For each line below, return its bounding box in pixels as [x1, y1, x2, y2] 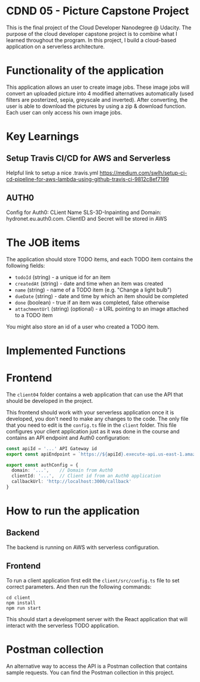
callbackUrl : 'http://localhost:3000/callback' [11, 479, 132, 485]
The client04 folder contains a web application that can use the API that [6, 390, 183, 398]
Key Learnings [6, 130, 79, 144]
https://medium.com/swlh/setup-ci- [99, 169, 187, 176]
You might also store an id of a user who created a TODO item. [6, 323, 160, 330]
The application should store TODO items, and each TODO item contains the [6, 255, 193, 263]
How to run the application [6, 504, 140, 518]
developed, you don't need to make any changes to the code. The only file [6, 415, 189, 422]
